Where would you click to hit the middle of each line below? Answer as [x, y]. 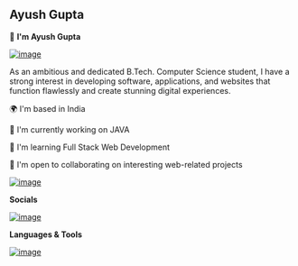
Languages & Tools [46, 234]
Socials [23, 199]
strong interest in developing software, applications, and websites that [140, 81]
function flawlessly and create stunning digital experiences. [120, 90]
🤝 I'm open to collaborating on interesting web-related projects [126, 164]
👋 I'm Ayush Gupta [45, 36]
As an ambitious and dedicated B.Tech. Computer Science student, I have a [150, 71]
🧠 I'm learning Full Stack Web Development [89, 147]
